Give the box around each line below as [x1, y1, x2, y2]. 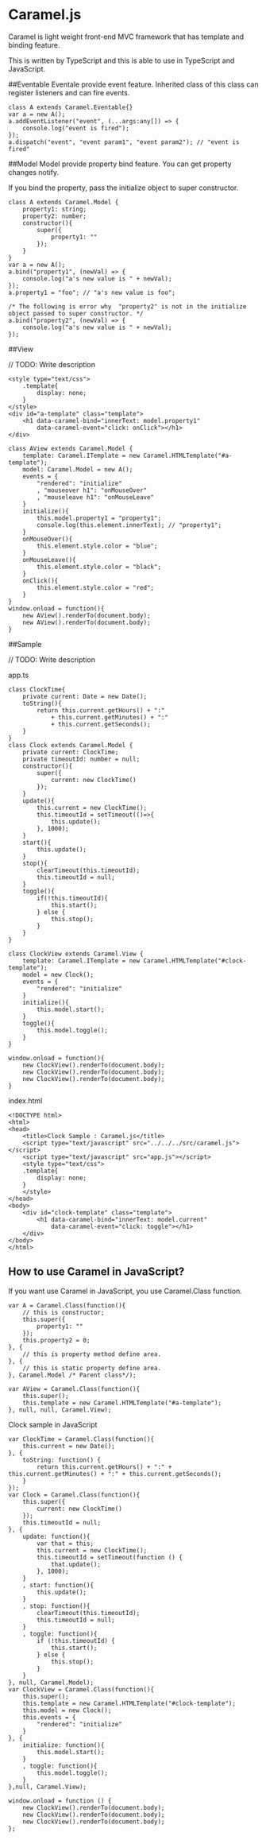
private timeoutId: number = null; [22, 755, 141, 763]
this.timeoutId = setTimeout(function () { [37, 1553, 183, 1561]
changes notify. [8, 167, 60, 176]
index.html [8, 1095, 43, 1106]
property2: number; [22, 212, 87, 220]
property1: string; [22, 205, 87, 213]
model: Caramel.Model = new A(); [22, 465, 133, 474]
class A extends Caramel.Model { [8, 198, 119, 206]
